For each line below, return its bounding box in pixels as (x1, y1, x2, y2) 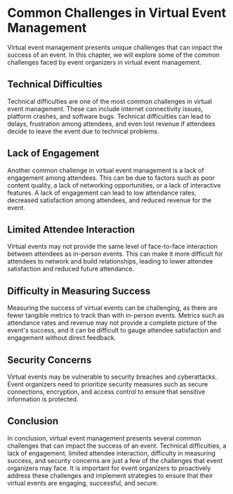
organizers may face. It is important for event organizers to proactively (7, 464, 211, 472)
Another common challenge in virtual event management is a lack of (7, 166, 205, 174)
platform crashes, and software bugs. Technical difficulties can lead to (7, 112, 211, 120)
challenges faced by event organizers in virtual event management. (7, 58, 202, 66)
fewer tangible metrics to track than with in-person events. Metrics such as (7, 311, 225, 320)
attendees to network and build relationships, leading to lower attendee (7, 257, 213, 266)
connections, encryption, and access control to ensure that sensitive (7, 388, 206, 396)
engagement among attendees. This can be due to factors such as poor (7, 174, 215, 182)
